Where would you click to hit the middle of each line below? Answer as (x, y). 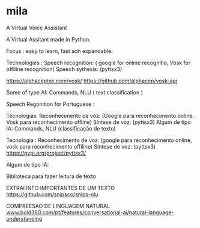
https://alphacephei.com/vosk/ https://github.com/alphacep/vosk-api (92, 81)
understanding (24, 218)
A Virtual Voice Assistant (37, 28)
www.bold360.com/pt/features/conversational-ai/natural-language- (90, 212)
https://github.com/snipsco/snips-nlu (52, 194)
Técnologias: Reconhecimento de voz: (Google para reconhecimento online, (100, 116)
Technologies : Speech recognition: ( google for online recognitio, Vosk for (98, 63)
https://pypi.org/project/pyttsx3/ (46, 153)
